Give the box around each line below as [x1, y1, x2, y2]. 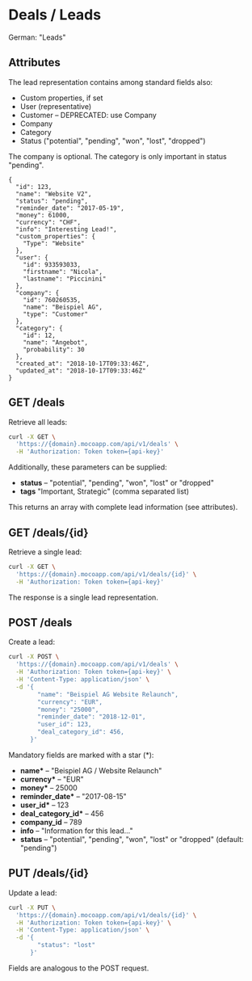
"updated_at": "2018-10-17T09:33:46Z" [15, 366, 147, 375]
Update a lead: [8, 887, 57, 898]
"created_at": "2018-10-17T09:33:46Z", [15, 360, 150, 368]
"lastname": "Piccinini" [23, 275, 107, 283]
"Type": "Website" [23, 239, 85, 247]
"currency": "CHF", [15, 218, 82, 226]
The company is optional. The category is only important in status [8, 151, 228, 161]
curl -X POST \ [8, 653, 60, 661]
